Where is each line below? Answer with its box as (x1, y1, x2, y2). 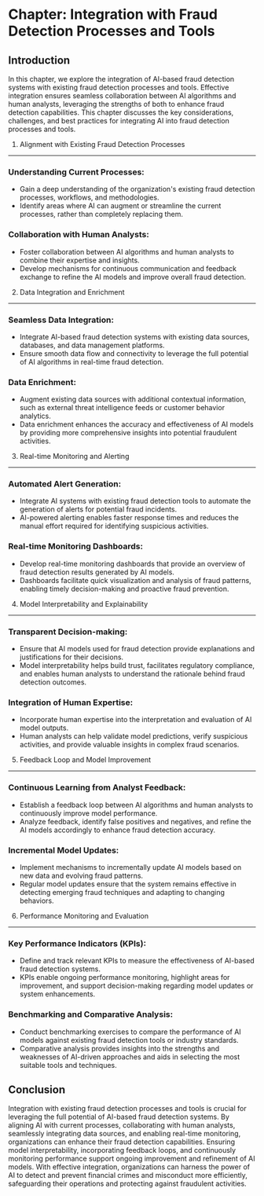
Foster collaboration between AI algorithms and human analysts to (19, 247, 234, 256)
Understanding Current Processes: (8, 167, 145, 178)
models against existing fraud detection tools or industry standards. (19, 1035, 239, 1044)
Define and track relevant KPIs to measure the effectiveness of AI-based (19, 956, 255, 966)
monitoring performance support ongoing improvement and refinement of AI (8, 1154, 255, 1164)
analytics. (19, 411, 51, 421)
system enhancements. (19, 989, 96, 999)
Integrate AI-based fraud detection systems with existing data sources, (19, 332, 250, 341)
